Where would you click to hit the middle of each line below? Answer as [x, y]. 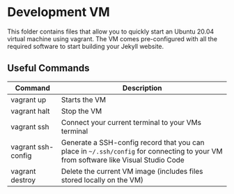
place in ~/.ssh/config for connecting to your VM [142, 151]
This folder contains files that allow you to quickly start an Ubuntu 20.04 [111, 31]
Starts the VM [84, 100]
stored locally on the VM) [103, 180]
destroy [23, 180]
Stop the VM [82, 111]
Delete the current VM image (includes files [132, 171]
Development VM [58, 12]
